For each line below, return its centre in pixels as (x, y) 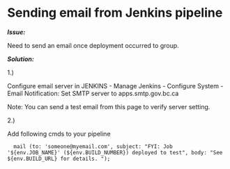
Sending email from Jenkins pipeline (115, 13)
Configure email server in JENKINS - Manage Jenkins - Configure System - (115, 86)
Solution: (21, 59)
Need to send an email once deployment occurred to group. (93, 45)
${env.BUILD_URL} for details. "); (59, 159)
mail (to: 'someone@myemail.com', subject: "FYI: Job (93, 146)
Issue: (16, 32)
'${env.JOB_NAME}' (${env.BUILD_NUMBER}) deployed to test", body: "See (115, 152)
